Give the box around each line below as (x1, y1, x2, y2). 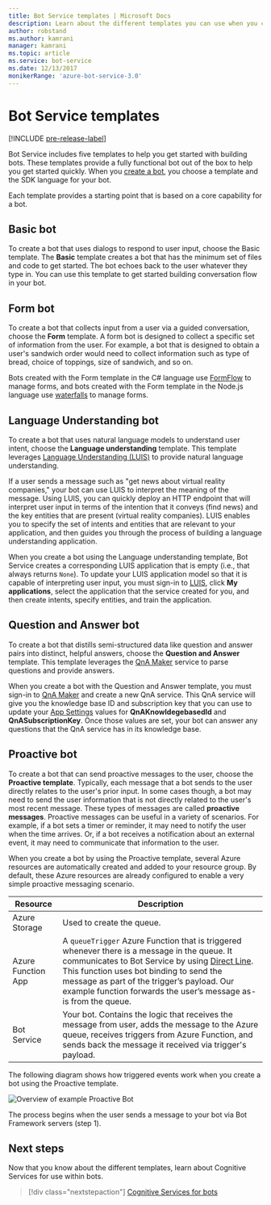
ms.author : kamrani (8, 34, 74, 43)
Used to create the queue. (62, 917, 161, 928)
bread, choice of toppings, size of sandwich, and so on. (8, 357, 194, 367)
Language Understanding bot (8, 414, 160, 427)
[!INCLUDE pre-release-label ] (8, 133, 106, 143)
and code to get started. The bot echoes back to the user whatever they (8, 261, 248, 271)
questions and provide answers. (8, 665, 115, 675)
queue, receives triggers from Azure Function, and (62, 1029, 253, 1040)
